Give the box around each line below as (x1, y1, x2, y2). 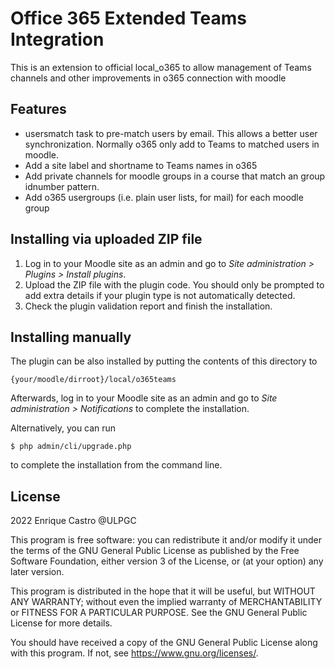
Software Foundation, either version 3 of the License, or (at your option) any (10, 555, 324, 567)
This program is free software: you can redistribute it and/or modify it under (10, 534, 322, 546)
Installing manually (10, 328, 132, 346)
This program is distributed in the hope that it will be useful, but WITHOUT (10, 585, 316, 597)
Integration (10, 28, 105, 51)
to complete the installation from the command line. (10, 459, 223, 471)
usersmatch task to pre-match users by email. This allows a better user (24, 127, 318, 139)
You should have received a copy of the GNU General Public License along (10, 637, 318, 649)
